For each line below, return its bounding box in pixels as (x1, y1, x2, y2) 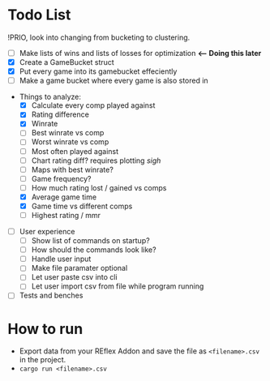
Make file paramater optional (31, 263, 128, 273)
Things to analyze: (19, 92, 82, 102)
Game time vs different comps (31, 201, 133, 211)
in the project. (19, 355, 66, 365)
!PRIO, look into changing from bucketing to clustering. (7, 32, 191, 42)
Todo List (7, 6, 71, 24)
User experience (19, 227, 75, 236)
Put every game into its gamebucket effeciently (19, 66, 178, 76)
